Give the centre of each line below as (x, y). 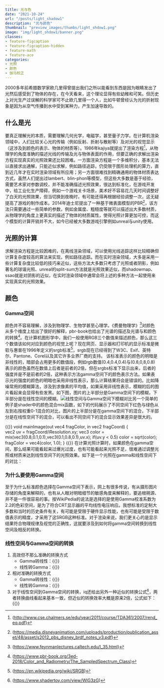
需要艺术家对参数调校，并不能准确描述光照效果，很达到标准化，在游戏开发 (80, 185)
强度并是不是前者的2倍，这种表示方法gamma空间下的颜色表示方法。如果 (78, 375)
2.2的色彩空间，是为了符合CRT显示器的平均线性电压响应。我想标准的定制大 (81, 505)
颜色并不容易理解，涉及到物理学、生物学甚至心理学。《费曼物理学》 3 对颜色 (80, 325)
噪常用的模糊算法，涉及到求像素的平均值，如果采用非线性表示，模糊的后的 (80, 387)
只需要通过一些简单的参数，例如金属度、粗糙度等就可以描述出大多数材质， (84, 209)
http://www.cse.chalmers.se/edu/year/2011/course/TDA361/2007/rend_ (86, 617)
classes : (14, 37)
